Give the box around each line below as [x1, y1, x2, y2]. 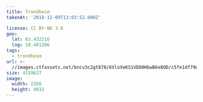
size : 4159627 [6, 70, 42, 76]
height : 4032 [11, 86, 45, 93]
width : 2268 [11, 81, 42, 87]
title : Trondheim [6, 8, 50, 15]
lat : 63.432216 [11, 37, 50, 43]
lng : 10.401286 [11, 42, 50, 48]
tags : [6, 47, 20, 54]
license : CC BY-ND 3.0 [6, 25, 63, 31]
